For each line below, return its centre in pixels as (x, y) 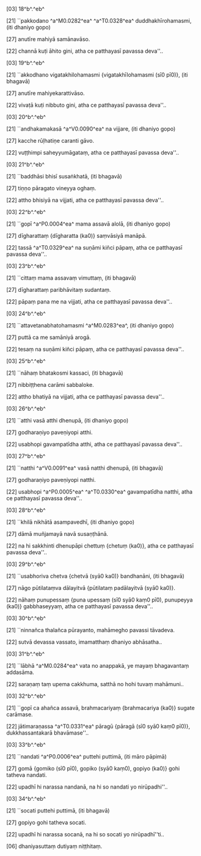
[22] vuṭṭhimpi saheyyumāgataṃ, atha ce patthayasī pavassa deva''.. (93, 152)
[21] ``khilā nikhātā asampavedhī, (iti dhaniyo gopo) (71, 522)
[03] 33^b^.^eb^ (26, 745)
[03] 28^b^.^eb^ (26, 510)
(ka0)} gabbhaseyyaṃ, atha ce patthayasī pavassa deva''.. (80, 606)
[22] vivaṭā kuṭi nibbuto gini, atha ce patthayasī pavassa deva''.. (86, 105)
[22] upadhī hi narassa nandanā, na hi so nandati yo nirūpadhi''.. (87, 787)
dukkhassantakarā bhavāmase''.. (48, 733)
